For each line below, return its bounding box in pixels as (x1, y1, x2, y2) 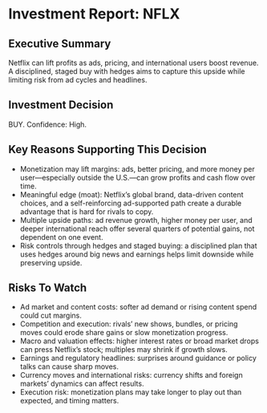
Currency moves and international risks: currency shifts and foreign (19, 370, 243, 380)
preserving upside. (19, 257, 83, 267)
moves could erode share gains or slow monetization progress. (19, 328, 229, 338)
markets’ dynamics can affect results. (19, 379, 144, 389)
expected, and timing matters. (19, 396, 119, 406)
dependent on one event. (19, 232, 103, 241)
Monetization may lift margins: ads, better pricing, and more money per (19, 164, 255, 173)
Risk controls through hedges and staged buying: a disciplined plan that (19, 241, 257, 250)
